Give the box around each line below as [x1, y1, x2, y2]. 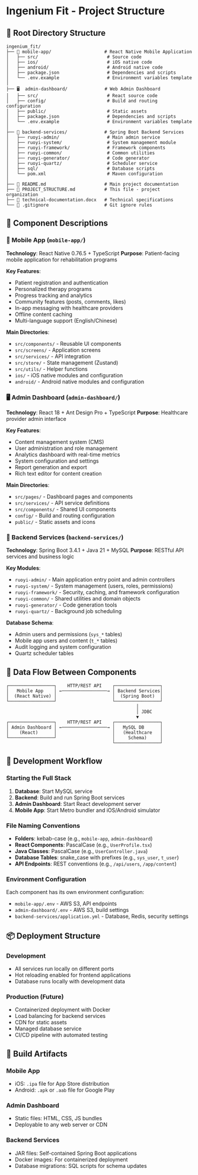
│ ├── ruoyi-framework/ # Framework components [6, 145, 166, 151]
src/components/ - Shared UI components [14, 505, 117, 512]
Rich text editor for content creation [14, 470, 102, 477]
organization [6, 192, 39, 198]
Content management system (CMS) [14, 438, 104, 445]
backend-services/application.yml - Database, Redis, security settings [14, 912, 189, 920]
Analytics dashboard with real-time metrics [14, 451, 120, 458]
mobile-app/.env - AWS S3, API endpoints [14, 900, 117, 907]
